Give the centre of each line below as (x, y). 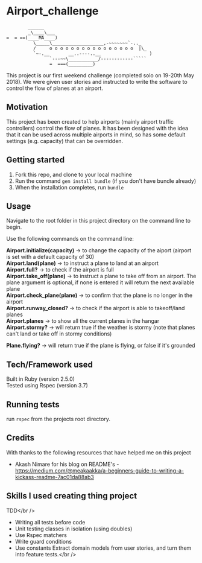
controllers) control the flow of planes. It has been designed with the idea (97, 128)
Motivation (27, 107)
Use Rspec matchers (41, 535)
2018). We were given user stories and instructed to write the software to (97, 81)
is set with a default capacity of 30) (50, 257)
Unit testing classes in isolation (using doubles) (74, 529)
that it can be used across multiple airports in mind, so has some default (96, 135)
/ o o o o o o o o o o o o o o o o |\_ (90, 48)
